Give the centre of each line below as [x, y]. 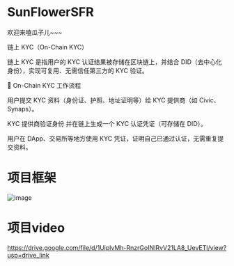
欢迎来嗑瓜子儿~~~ [35, 32]
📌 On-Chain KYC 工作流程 [44, 85]
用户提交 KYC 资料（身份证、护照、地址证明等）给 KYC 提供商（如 [103, 100]
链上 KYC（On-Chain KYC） [48, 47]
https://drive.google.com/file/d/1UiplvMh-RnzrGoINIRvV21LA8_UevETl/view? [117, 247]
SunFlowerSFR [50, 12]
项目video [36, 228]
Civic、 [210, 100]
